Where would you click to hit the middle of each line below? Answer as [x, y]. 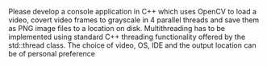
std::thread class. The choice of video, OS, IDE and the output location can [132, 45]
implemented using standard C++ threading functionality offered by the [127, 37]
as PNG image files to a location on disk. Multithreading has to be [117, 28]
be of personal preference [52, 54]
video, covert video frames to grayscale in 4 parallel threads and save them [134, 20]
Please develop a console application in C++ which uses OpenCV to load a [132, 12]
